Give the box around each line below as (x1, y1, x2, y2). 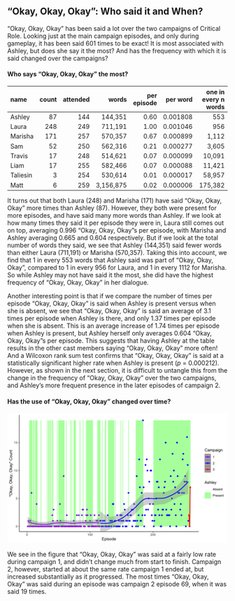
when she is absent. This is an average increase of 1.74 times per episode (7, 322, 220, 330)
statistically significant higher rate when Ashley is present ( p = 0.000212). (7, 359, 220, 367)
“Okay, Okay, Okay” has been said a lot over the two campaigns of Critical (7, 24, 221, 32)
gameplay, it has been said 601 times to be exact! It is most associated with (7, 39, 224, 48)
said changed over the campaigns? (7, 54, 108, 62)
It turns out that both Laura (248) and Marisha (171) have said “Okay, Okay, (7, 196, 222, 205)
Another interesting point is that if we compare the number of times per (7, 292, 213, 300)
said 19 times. (7, 587, 47, 595)
